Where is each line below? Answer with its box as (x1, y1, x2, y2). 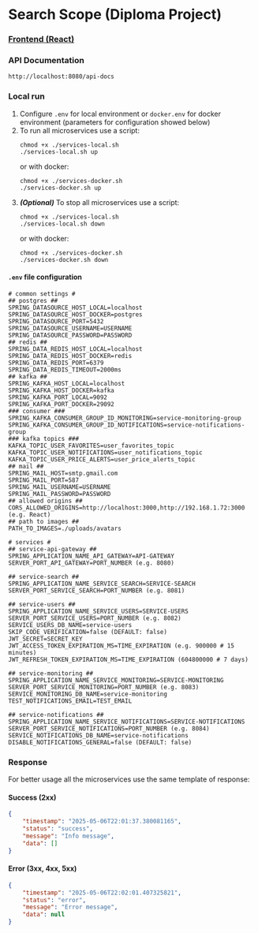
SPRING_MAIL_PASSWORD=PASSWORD (8, 490, 111, 498)
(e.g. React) (8, 510, 51, 518)
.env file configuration (8, 272, 83, 282)
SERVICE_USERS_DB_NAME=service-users (8, 621, 133, 629)
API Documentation (8, 55, 85, 66)
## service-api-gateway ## (8, 545, 97, 553)
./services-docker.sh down (19, 256, 109, 263)
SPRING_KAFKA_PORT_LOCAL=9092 (8, 393, 108, 401)
